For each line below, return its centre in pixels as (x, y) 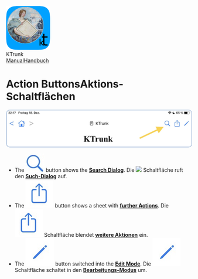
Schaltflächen (41, 97)
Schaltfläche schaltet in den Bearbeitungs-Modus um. (81, 270)
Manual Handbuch (28, 60)
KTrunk (15, 54)
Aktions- (102, 84)
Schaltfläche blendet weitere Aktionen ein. (96, 234)
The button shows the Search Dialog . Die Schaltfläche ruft (99, 170)
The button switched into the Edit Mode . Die (83, 264)
